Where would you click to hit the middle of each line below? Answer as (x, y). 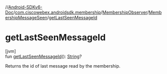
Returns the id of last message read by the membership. (63, 66)
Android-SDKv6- (25, 7)
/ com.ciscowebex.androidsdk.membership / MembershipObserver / (81, 12)
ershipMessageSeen (26, 18)
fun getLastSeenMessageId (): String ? (44, 56)
